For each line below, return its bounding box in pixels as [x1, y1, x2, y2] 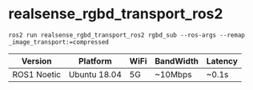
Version [21, 55, 52, 66]
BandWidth [155, 55, 199, 66]
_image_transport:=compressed [8, 37, 110, 46]
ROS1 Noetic [12, 68, 62, 80]
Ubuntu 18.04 [68, 68, 122, 80]
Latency [206, 55, 239, 66]
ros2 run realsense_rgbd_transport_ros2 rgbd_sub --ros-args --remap [8, 31, 246, 39]
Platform [78, 55, 112, 66]
